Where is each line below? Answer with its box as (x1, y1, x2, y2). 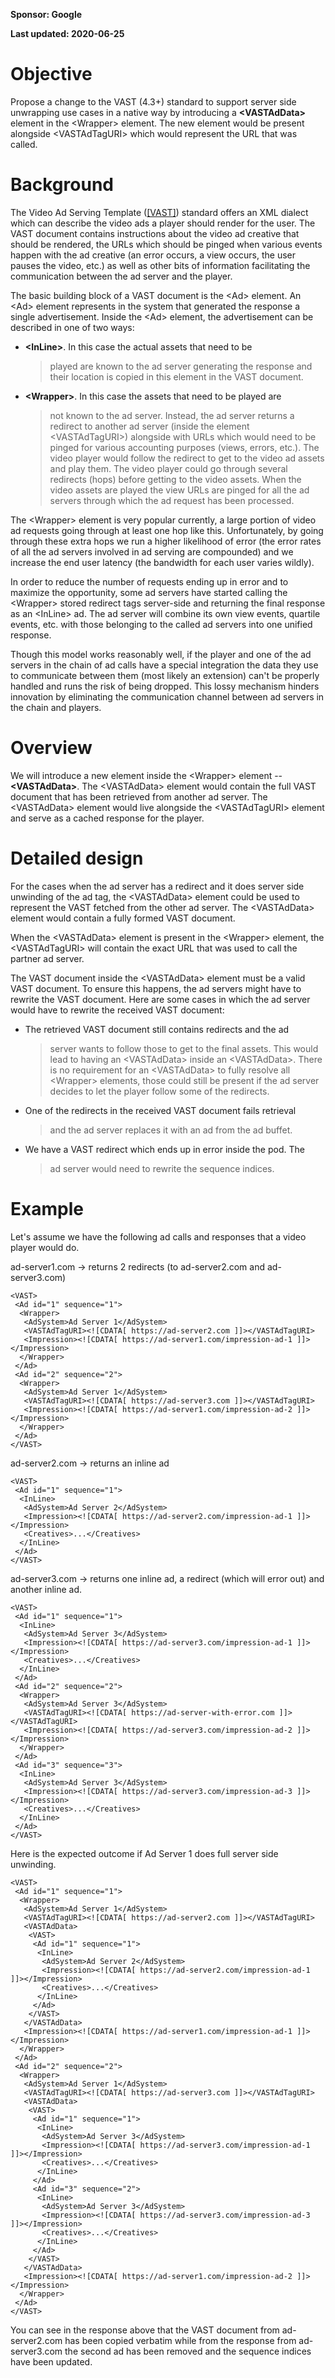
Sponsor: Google (10, 9, 83, 20)
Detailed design (10, 847, 144, 869)
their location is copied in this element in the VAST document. (49, 370, 304, 383)
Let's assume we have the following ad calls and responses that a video (10, 1230, 307, 1243)
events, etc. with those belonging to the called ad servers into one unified (10, 618, 313, 630)
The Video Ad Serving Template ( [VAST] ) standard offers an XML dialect (10, 206, 309, 218)
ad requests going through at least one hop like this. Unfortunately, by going (10, 524, 324, 536)
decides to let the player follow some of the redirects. (49, 1085, 270, 1097)
